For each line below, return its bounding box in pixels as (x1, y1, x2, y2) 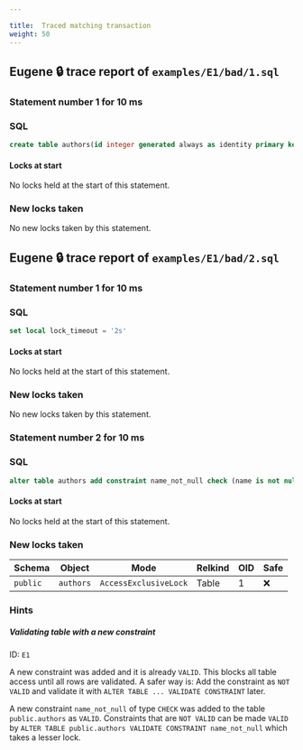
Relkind (197, 561, 230, 574)
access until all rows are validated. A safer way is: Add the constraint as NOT (9, 676, 290, 687)
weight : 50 (9, 29, 50, 39)
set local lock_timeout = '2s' (9, 327, 127, 336)
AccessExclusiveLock (99, 579, 188, 588)
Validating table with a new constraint (9, 626, 156, 637)
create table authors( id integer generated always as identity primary (9, 141, 284, 150)
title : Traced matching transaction (9, 21, 151, 30)
